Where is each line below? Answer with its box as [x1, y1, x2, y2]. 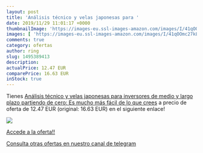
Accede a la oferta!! [6, 128, 56, 136]
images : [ [6, 31, 31, 37]
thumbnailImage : [6, 25, 47, 32]
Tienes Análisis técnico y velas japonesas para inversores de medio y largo [6, 93, 193, 100]
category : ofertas [6, 43, 53, 49]
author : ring [6, 48, 39, 54]
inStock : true [6, 76, 42, 82]
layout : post [6, 8, 39, 15]
